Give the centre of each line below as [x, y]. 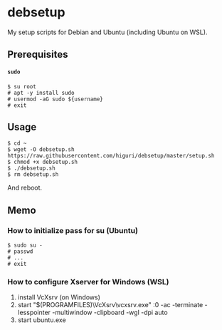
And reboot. [25, 188]
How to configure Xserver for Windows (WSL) [88, 282]
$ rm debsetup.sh [33, 175]
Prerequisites [38, 55]
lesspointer [34, 313]
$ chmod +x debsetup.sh [43, 162]
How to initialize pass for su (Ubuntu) [73, 230]
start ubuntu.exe [42, 320]
